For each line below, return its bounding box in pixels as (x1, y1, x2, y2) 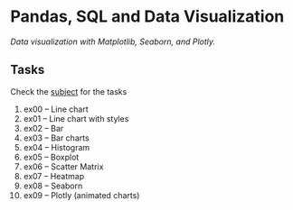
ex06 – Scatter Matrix (23, 160, 104, 172)
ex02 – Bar (23, 123, 64, 133)
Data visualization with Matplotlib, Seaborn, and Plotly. (10, 36, 216, 47)
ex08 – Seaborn (23, 180, 83, 191)
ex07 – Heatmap (23, 170, 85, 181)
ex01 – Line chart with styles (23, 113, 129, 123)
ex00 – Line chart (23, 104, 89, 114)
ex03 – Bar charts (23, 132, 90, 143)
